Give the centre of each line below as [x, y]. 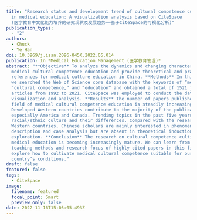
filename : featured [35, 191]
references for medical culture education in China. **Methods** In [97, 77]
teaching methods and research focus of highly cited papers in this [98, 148]
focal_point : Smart [35, 197]
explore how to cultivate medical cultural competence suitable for [97, 153]
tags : [13, 175]
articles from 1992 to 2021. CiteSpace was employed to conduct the [97, 93]
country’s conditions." [40, 159]
